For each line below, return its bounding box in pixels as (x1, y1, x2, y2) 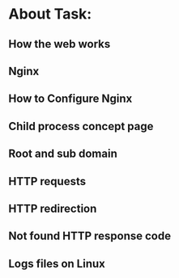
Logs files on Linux (8, 256, 105, 271)
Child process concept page (8, 119, 154, 133)
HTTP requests (8, 175, 87, 188)
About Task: (8, 5, 92, 23)
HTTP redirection (8, 201, 97, 215)
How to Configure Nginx (8, 92, 133, 106)
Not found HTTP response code (8, 230, 172, 243)
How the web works (8, 37, 111, 51)
